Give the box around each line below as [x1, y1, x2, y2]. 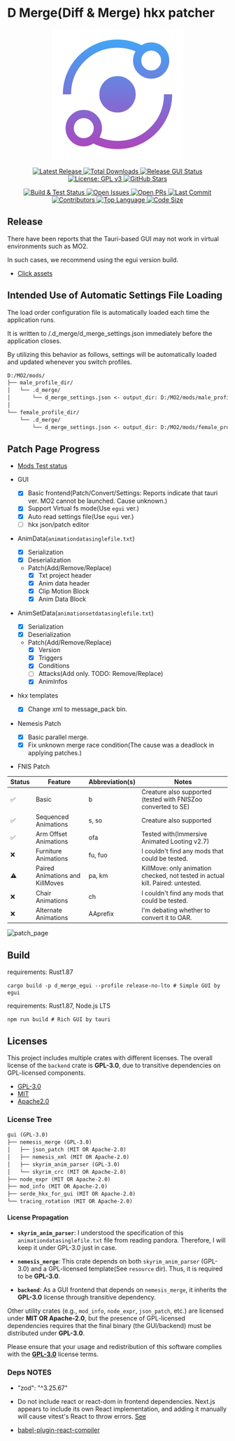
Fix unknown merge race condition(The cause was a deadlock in [27, 740, 215, 749]
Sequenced [36, 812, 69, 821]
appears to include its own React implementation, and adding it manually [17, 1405, 227, 1413]
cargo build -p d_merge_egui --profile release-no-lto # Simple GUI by [7, 982, 220, 989]
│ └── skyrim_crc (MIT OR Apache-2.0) [7, 1168, 127, 1175]
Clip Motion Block [38, 587, 90, 595]
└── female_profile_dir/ [7, 409, 80, 416]
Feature [48, 778, 71, 786]
